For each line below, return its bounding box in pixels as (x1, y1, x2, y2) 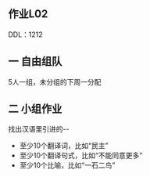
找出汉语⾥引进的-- (8, 125, 70, 134)
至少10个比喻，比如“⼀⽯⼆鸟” (19, 161, 116, 170)
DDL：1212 (8, 30, 43, 39)
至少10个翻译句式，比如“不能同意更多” (19, 151, 143, 161)
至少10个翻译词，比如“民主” (19, 141, 109, 150)
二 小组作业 (8, 103, 62, 116)
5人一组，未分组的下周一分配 (8, 77, 102, 86)
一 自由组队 (8, 55, 62, 68)
